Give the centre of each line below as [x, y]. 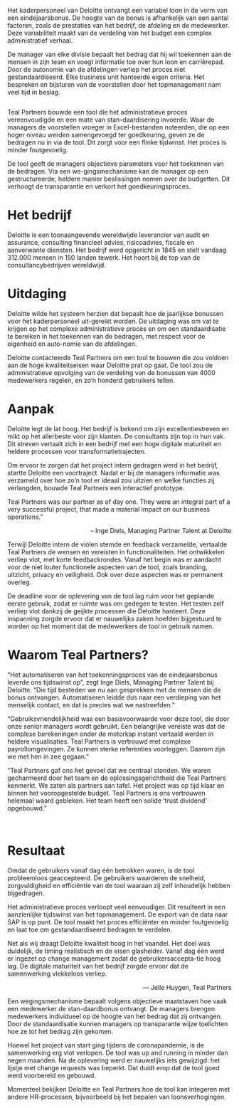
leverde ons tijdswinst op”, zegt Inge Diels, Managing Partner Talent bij [111, 682]
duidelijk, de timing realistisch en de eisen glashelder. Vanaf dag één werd [116, 951]
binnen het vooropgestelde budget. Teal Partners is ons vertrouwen [106, 793]
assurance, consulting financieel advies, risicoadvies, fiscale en [101, 242]
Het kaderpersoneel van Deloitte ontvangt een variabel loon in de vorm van [117, 10]
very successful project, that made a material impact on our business [109, 509]
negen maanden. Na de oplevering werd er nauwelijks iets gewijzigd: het [114, 1060]
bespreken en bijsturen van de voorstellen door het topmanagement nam [114, 84]
